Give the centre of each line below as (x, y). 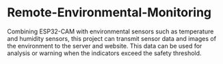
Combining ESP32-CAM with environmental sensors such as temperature (110, 31)
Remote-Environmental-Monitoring (109, 13)
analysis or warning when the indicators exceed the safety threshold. (104, 53)
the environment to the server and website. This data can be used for (105, 46)
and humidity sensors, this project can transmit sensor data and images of (112, 38)
